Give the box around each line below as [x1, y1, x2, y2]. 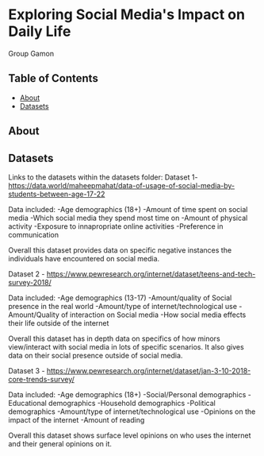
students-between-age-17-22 [8, 189, 105, 199]
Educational [8, 398, 48, 408]
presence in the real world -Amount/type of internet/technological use [8, 301, 238, 311]
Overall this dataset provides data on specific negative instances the [8, 245, 232, 255]
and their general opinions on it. [8, 439, 113, 448]
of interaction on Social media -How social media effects [60, 310, 247, 319]
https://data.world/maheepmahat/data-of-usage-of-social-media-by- [8, 180, 235, 190]
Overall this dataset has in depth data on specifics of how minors [8, 334, 220, 343]
